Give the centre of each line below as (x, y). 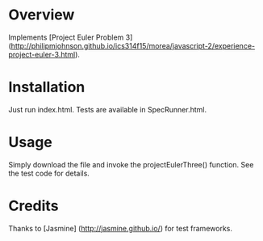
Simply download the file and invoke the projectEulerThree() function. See (131, 164)
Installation (47, 87)
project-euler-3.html (42, 54)
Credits (33, 206)
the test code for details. (49, 173)
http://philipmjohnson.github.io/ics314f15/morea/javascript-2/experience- (133, 45)
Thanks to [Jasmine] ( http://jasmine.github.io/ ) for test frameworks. (120, 228)
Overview (42, 15)
